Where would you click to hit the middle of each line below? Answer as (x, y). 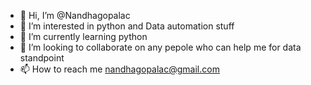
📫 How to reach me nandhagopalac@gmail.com (119, 69)
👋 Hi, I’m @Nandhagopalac (75, 15)
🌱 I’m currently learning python (83, 36)
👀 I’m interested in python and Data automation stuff (127, 26)
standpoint (42, 58)
